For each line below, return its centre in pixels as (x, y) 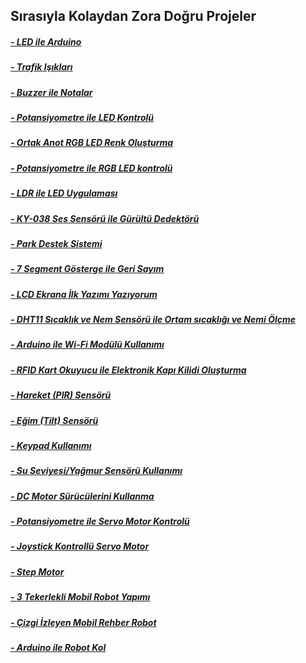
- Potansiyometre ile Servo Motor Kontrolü (100, 521)
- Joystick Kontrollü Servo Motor (80, 546)
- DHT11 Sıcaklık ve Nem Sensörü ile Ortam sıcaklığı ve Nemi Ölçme (153, 320)
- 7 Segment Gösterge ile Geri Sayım (87, 269)
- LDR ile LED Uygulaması (64, 193)
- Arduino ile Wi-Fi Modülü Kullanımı (87, 345)
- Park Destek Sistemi (56, 243)
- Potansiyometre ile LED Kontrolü (82, 118)
